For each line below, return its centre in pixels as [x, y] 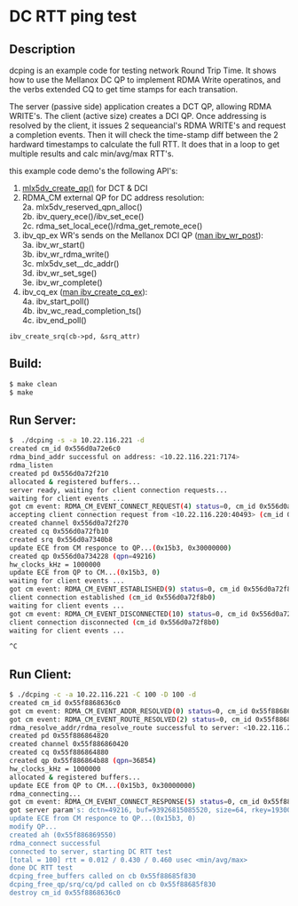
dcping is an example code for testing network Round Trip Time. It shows [143, 70]
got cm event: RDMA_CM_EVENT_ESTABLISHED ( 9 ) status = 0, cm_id [125, 589]
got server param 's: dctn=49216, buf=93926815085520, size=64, [129, 810]
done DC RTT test [41, 868]
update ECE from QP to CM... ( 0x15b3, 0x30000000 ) [103, 785]
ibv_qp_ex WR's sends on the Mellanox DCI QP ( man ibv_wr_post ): [143, 235]
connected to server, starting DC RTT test [91, 851]
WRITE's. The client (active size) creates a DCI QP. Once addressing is [138, 116]
